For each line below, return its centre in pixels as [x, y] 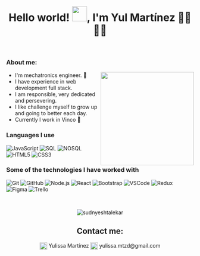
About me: [22, 62]
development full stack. [43, 88]
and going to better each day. [51, 113]
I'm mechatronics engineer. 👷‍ [51, 75]
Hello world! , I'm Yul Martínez [92, 18]
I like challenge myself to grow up [56, 107]
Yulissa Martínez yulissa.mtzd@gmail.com [104, 245]
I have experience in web [46, 82]
